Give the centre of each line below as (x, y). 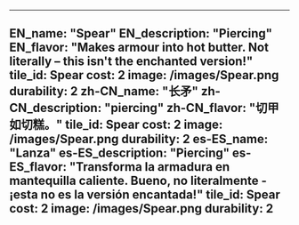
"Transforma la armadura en (149, 167)
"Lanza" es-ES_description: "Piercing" (119, 153)
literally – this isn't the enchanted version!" (131, 62)
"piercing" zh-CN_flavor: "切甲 (191, 108)
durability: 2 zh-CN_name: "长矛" (104, 91)
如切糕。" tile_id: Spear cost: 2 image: (116, 125)
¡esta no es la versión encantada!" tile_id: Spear (145, 195)
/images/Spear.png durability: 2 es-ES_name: (139, 139)
